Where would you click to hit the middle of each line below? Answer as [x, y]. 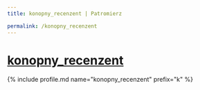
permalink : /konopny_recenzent [52, 26]
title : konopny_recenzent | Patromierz [65, 13]
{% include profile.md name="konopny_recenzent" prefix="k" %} [100, 80]
